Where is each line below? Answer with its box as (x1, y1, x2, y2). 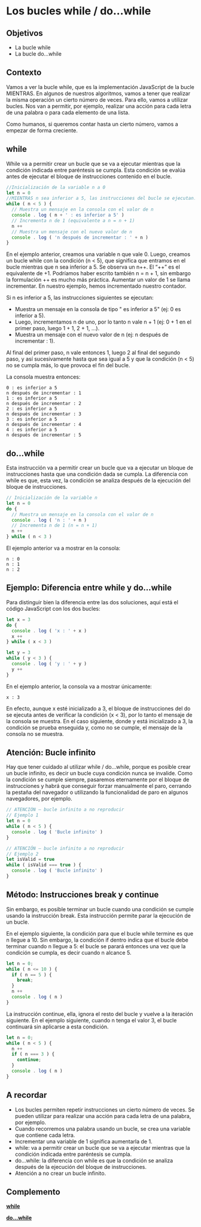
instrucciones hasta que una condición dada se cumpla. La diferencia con (6, 471, 188, 478)
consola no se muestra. (6, 730, 64, 737)
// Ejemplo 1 (6, 812, 39, 818)
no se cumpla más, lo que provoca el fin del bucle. (6, 362, 130, 369)
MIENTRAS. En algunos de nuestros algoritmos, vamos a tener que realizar (6, 90, 190, 97)
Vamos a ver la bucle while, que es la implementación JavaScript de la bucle (6, 83, 194, 90)
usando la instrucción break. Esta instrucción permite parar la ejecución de (6, 912, 191, 919)
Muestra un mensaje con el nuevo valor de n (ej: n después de (14, 331, 169, 339)
